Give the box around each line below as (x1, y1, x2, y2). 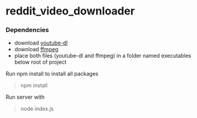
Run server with (5, 93, 45, 101)
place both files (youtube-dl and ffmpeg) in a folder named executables (14, 52, 192, 60)
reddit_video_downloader (5, 4, 135, 18)
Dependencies (5, 26, 49, 34)
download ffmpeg (14, 46, 58, 53)
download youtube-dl (14, 39, 68, 46)
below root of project (14, 58, 67, 66)
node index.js (20, 105, 54, 113)
